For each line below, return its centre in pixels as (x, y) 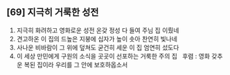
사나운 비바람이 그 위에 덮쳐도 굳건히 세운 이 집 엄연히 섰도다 (98, 47)
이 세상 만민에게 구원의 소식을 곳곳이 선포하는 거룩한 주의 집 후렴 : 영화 (113, 56)
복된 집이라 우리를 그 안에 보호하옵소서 (76, 65)
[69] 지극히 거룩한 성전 (53, 12)
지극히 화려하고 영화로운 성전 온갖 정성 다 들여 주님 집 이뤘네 (98, 30)
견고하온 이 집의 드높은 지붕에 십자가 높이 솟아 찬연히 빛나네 (97, 39)
